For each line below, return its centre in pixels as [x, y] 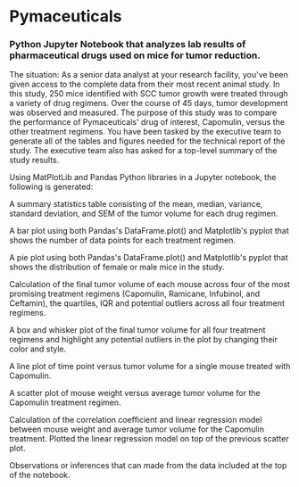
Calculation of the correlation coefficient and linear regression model [136, 420]
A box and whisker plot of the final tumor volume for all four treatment [137, 330]
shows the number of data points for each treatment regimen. [123, 240]
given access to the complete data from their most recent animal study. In [145, 84]
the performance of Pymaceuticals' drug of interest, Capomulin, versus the [147, 122]
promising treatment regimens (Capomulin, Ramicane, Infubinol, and [135, 294]
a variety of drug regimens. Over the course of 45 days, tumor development [149, 103]
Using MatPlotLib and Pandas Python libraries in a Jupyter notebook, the [143, 177]
